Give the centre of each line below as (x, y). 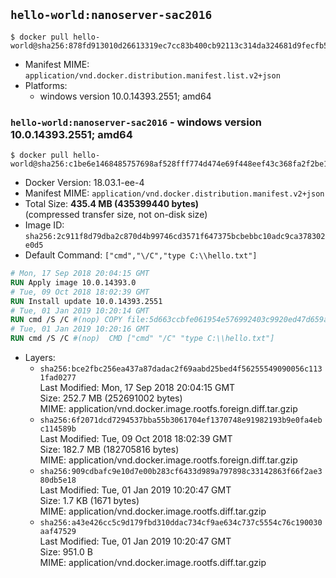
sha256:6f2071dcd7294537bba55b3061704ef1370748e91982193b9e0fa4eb (181, 420)
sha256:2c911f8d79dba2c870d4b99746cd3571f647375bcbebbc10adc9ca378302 (175, 237)
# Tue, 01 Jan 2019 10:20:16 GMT (80, 329)
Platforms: (46, 85)
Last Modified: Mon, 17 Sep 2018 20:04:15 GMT (137, 388)
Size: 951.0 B (66, 552)
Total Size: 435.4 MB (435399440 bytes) (112, 204)
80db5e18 (58, 480)
